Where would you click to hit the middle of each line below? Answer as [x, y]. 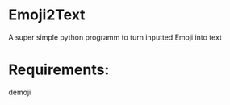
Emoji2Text [47, 15]
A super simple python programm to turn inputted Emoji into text [115, 37]
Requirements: [59, 70]
